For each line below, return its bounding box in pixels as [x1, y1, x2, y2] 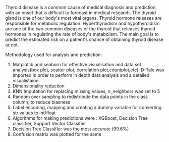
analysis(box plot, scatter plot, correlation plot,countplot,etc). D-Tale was [12, 67, 164, 73]
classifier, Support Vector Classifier [12, 121, 86, 126]
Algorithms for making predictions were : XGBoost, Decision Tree [12, 115, 148, 121]
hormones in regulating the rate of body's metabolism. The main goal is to [5, 31, 159, 37]
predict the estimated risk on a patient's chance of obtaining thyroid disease [5, 36, 164, 42]
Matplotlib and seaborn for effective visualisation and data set [12, 62, 141, 67]
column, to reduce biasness [12, 99, 71, 105]
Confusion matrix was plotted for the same [12, 131, 102, 137]
